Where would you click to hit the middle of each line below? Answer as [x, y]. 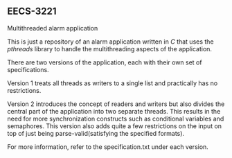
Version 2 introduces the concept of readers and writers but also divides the [116, 104]
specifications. [28, 69]
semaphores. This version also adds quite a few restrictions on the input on [115, 126]
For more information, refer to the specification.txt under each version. [108, 147]
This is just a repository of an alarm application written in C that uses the [110, 42]
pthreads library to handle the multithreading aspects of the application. [110, 49]
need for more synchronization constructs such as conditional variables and [116, 119]
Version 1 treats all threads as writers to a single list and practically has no [113, 83]
